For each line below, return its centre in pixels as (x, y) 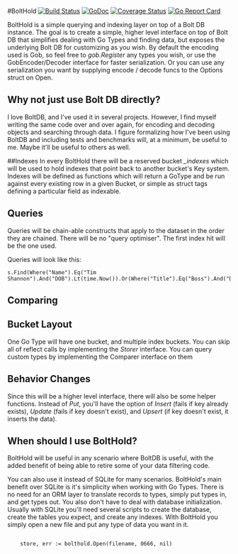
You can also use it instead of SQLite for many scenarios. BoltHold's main (114, 479)
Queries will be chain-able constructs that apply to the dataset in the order (116, 230)
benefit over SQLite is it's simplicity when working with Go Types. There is (116, 487)
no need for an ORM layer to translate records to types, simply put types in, (117, 494)
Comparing (33, 301)
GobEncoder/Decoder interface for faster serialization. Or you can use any (116, 63)
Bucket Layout (40, 324)
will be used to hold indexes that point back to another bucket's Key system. (119, 168)
